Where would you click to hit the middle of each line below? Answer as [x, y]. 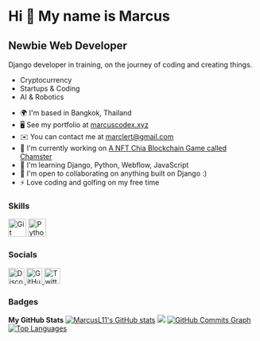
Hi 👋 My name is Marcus [89, 16]
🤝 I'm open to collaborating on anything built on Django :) [113, 173]
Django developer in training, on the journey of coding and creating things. [130, 64]
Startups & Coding [50, 88]
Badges [23, 301]
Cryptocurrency [46, 80]
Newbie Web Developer [68, 46]
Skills [19, 206]
